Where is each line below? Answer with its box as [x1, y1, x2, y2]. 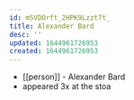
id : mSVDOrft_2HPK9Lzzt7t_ [9, 13, 111, 23]
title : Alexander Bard [9, 22, 94, 31]
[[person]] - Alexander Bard [22, 71, 126, 82]
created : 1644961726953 [9, 47, 99, 56]
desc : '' [9, 30, 42, 39]
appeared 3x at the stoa [22, 81, 112, 92]
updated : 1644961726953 [9, 38, 99, 48]
